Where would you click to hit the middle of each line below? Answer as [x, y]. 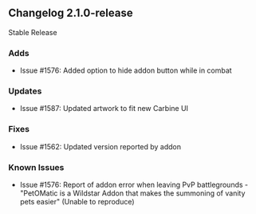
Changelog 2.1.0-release [71, 13]
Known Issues [36, 167]
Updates [25, 91]
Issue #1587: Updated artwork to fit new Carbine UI [104, 109]
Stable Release [33, 32]
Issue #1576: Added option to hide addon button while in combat [126, 70]
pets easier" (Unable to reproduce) [77, 202]
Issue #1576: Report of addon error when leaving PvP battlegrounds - [134, 184]
